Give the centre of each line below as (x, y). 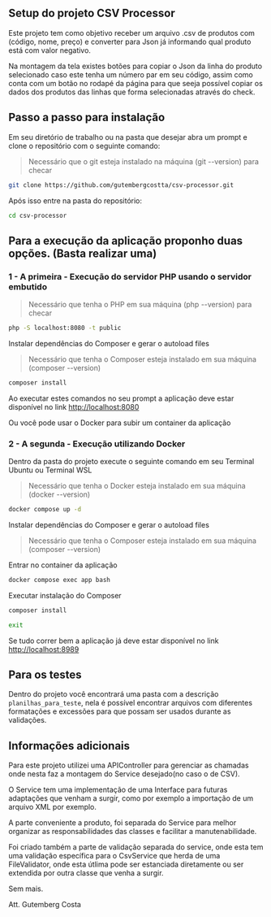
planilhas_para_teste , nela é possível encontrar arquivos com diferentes (131, 703)
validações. (28, 720)
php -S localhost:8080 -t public (65, 328)
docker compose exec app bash (60, 580)
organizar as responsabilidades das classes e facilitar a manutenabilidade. (133, 832)
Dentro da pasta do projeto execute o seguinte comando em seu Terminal (131, 462)
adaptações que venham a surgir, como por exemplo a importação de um (131, 798)
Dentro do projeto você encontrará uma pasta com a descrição (114, 694)
